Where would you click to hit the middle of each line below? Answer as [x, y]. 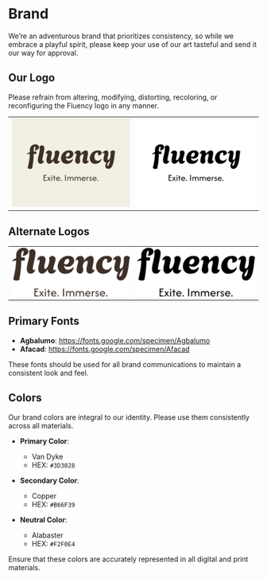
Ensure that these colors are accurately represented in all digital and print [128, 559]
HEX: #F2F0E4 [53, 543]
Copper [44, 495]
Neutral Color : [43, 519]
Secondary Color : [49, 480]
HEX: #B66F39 [53, 504]
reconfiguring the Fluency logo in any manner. [84, 105]
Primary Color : [44, 441]
